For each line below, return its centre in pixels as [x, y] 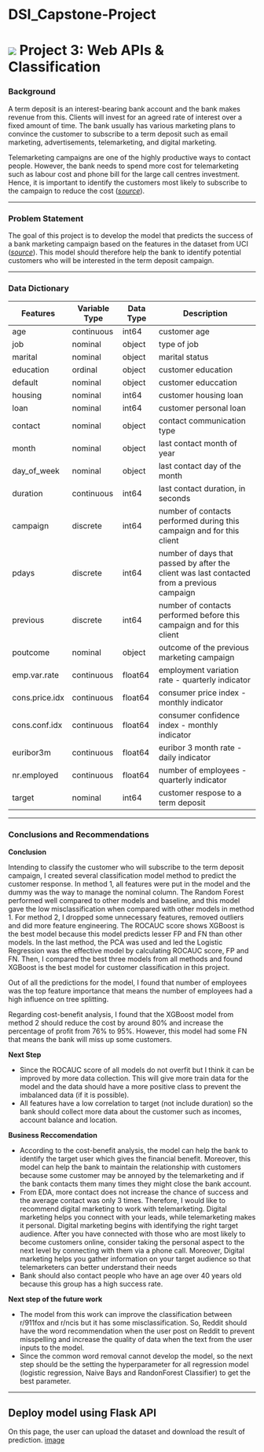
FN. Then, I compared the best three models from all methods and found [125, 959]
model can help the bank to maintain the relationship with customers [130, 1167]
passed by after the [194, 563]
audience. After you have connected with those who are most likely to [132, 1234]
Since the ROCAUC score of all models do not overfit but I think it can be [137, 1070]
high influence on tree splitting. [59, 999]
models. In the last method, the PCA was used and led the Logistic [115, 942]
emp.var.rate [36, 675]
